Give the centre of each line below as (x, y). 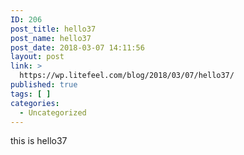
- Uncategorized (53, 112)
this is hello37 (39, 141)
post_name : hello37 (51, 38)
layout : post (37, 57)
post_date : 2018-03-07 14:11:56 (77, 47)
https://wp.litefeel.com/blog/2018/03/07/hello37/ (127, 76)
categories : (35, 103)
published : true (44, 85)
